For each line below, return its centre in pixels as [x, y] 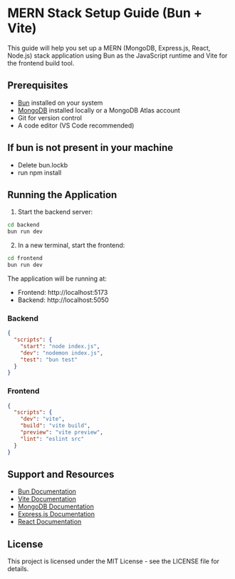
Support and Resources [61, 474]
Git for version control [50, 118]
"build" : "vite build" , [56, 426]
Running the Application [62, 195]
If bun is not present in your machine [90, 148]
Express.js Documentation [56, 514]
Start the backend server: [55, 212]
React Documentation [49, 522]
